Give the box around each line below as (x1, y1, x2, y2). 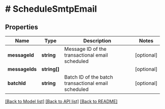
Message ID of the (64, 45, 107, 52)
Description (83, 38, 111, 44)
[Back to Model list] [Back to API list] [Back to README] (5, 99, 118, 104)
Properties (5, 23, 38, 31)
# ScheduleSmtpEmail (5, 3, 97, 15)
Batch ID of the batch (64, 74, 113, 80)
